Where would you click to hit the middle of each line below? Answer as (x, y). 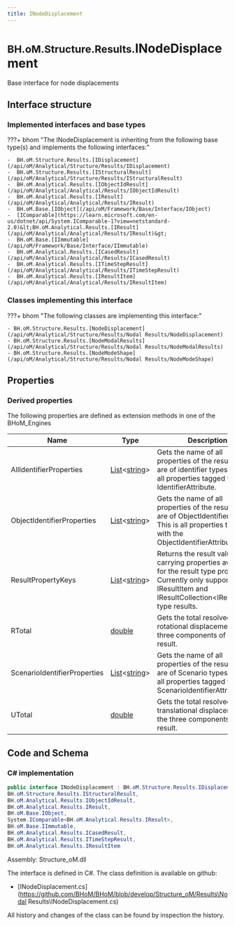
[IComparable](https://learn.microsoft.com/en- (87, 215)
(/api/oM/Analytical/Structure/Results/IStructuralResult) (95, 179)
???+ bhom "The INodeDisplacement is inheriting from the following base (113, 140)
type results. (177, 607)
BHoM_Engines (29, 423)
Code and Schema (48, 753)
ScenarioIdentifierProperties (57, 673)
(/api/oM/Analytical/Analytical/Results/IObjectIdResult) (93, 191)
